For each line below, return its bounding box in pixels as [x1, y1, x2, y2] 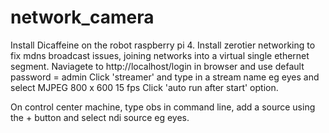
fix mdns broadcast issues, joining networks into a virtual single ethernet [10, 49, 310, 61]
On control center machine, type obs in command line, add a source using [10, 101, 316, 113]
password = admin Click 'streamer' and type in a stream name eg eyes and [10, 71, 320, 83]
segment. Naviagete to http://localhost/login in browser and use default [10, 60, 305, 72]
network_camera [10, 6, 155, 29]
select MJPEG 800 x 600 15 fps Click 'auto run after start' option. [10, 81, 279, 93]
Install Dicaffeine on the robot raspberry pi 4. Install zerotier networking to [10, 39, 316, 51]
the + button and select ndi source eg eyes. [10, 111, 190, 123]
